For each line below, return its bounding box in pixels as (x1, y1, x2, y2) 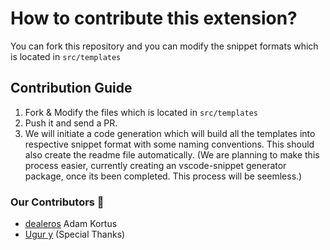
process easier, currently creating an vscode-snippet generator (24, 159, 287, 171)
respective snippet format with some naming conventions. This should (24, 138, 315, 150)
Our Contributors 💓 (10, 195, 105, 209)
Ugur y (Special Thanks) (24, 228, 126, 241)
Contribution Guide (10, 80, 133, 97)
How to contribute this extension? (10, 7, 298, 30)
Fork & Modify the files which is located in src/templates (24, 106, 258, 118)
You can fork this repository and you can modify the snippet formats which (10, 40, 319, 52)
